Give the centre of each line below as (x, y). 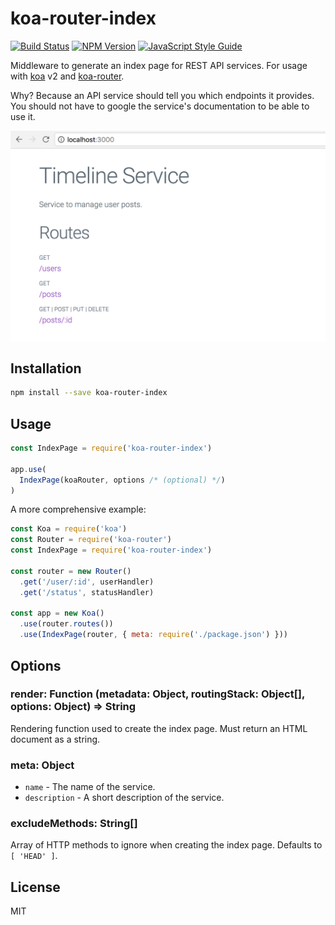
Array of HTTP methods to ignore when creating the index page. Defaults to (166, 845)
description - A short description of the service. (124, 798)
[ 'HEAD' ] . (34, 856)
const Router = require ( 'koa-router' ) (91, 540)
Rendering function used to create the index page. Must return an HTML (159, 728)
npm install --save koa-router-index (89, 393)
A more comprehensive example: (78, 509)
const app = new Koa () (57, 613)
